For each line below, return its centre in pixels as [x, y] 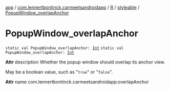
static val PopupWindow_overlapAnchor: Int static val [65, 48]
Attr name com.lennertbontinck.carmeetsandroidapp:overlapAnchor [77, 82]
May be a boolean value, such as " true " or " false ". [59, 72]
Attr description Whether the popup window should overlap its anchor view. [85, 62]
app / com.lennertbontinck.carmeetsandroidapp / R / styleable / [72, 7]
